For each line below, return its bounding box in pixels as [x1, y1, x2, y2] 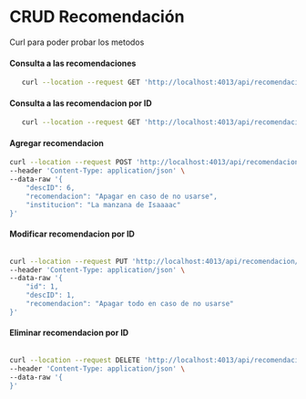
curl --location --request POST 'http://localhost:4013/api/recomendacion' [9, 158, 303, 167]
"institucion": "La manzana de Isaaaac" [25, 200, 181, 209]
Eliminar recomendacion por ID [9, 327, 129, 339]
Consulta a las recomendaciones [9, 58, 137, 68]
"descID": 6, [25, 183, 76, 193]
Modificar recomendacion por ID [9, 228, 135, 239]
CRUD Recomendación [9, 6, 185, 27]
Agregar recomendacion [9, 137, 105, 148]
